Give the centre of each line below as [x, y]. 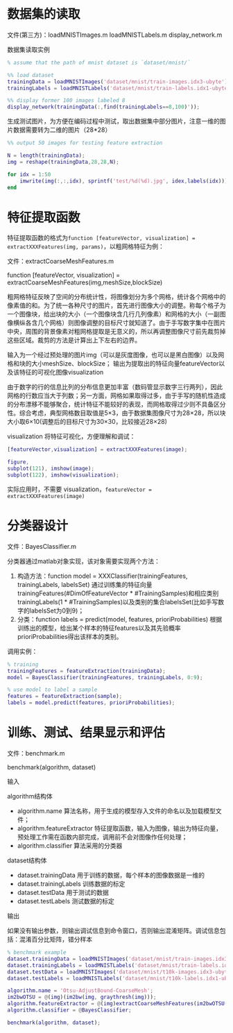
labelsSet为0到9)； [57, 611]
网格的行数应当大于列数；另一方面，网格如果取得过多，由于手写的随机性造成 [116, 395]
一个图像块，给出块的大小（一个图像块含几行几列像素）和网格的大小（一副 [113, 314]
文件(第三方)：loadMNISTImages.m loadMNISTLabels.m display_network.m [115, 35]
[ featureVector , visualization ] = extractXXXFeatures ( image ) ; [97, 450]
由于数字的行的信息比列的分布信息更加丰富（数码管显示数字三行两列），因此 [115, 387]
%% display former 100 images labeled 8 [67, 101]
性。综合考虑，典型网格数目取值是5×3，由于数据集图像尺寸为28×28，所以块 [116, 413]
